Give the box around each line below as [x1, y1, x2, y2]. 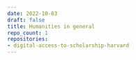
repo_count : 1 [7, 29, 49, 37]
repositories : [7, 36, 49, 43]
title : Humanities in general [7, 23, 96, 30]
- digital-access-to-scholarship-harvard [7, 42, 130, 49]
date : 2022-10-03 [7, 10, 58, 17]
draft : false [7, 17, 45, 23]
